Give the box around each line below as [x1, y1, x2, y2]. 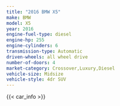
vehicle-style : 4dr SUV [6, 76, 67, 82]
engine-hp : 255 [6, 37, 45, 43]
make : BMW [6, 15, 32, 21]
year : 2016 [6, 25, 34, 32]
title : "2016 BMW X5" [6, 8, 61, 15]
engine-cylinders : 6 [6, 43, 59, 49]
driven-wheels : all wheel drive [6, 54, 88, 60]
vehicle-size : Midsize [6, 71, 64, 77]
